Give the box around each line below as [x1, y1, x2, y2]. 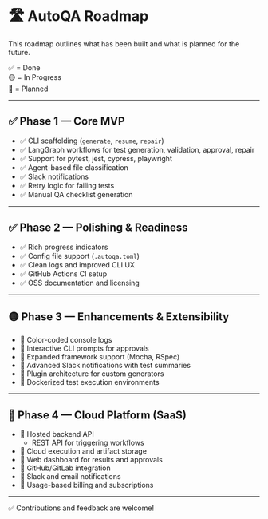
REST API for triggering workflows [31, 438, 145, 448]
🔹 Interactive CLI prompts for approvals [19, 343, 149, 353]
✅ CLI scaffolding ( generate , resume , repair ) [19, 136, 165, 145]
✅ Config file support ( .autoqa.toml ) [19, 251, 140, 260]
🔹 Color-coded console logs [19, 335, 112, 345]
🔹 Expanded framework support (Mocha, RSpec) [19, 352, 180, 362]
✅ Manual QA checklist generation [19, 189, 133, 199]
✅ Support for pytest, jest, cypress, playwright [19, 153, 173, 163]
